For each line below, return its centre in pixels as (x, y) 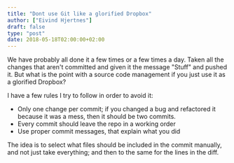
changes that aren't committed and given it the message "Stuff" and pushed (117, 67)
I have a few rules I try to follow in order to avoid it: (80, 96)
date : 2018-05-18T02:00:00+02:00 (56, 40)
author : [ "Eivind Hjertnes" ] (50, 20)
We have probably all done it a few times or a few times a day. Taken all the (116, 59)
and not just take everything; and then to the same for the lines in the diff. (113, 153)
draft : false (26, 27)
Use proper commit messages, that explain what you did (99, 132)
